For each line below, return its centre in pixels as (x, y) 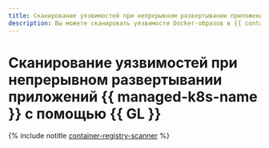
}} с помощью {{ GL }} (85, 114)
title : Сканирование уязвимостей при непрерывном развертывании (118, 16)
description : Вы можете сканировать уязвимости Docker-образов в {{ (125, 23)
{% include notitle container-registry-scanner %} (89, 136)
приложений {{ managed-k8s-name (133, 96)
